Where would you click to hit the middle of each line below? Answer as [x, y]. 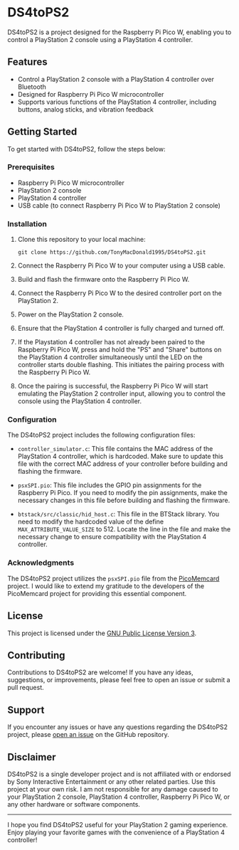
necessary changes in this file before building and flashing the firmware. [124, 500]
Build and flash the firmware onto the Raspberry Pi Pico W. [103, 280]
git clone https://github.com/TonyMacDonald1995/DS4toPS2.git [112, 253]
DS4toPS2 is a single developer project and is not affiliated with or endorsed [119, 774]
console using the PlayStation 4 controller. [80, 401]
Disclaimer [32, 757]
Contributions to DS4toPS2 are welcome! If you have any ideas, [100, 672]
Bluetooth [32, 87]
